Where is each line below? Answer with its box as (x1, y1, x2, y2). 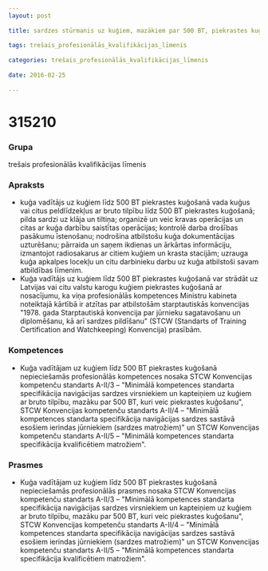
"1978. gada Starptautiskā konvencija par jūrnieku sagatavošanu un (19, 308, 241, 318)
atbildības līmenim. (19, 265, 84, 276)
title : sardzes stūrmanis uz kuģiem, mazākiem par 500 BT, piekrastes (8, 26, 248, 34)
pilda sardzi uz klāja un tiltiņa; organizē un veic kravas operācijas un (19, 215, 243, 224)
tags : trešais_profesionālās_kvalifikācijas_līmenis (8, 42, 187, 50)
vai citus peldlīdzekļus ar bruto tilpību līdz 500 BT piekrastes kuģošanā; (19, 206, 255, 216)
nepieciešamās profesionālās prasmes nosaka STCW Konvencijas (19, 486, 237, 495)
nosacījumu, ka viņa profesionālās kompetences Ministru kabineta (19, 291, 238, 300)
